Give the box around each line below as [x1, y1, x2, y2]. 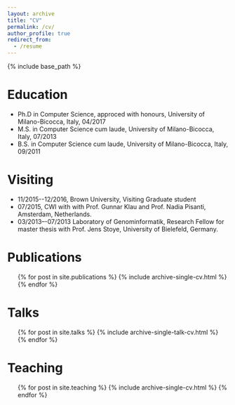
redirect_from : [7, 36, 52, 44]
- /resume [13, 43, 42, 50]
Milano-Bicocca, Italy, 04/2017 [17, 117, 107, 126]
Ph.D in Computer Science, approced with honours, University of [17, 109, 206, 118]
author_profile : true [7, 29, 71, 37]
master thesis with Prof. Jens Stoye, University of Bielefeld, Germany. [17, 225, 219, 233]
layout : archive [7, 10, 55, 18]
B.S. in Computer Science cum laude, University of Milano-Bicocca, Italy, [17, 140, 229, 148]
